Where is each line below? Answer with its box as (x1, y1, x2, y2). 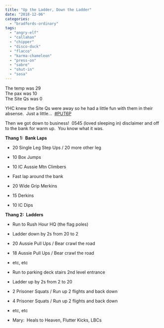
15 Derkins (12, 192, 34, 198)
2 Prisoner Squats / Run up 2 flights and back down (12, 288, 118, 294)
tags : (5, 26, 16, 31)
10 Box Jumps (12, 154, 41, 160)
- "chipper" (9, 40, 35, 45)
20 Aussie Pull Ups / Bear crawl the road (12, 240, 95, 246)
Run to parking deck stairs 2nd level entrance (12, 269, 106, 275)
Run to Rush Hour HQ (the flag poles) (12, 221, 89, 227)
